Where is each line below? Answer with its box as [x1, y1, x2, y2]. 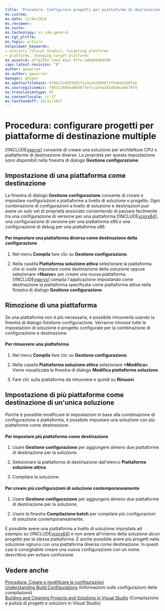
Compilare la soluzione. [12, 474, 60, 480]
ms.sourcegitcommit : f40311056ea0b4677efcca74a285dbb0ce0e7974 [5, 85, 137, 90]
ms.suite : [5, 26, 26, 31]
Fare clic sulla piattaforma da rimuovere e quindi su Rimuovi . [12, 376, 136, 382]
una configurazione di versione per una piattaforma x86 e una [5, 218, 131, 224]
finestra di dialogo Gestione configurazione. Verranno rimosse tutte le [5, 319, 146, 325]
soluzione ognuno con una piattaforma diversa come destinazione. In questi [5, 542, 159, 547]
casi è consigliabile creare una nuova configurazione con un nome [5, 546, 140, 552]
